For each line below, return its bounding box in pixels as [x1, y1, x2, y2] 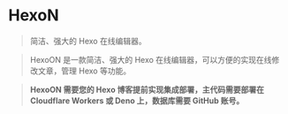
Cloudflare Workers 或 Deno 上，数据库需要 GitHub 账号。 [29, 95, 245, 106]
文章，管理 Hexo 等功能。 [37, 65, 132, 76]
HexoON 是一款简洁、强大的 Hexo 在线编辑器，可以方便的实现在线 [29, 54, 272, 65]
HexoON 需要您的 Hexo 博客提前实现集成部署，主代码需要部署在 [29, 84, 265, 95]
